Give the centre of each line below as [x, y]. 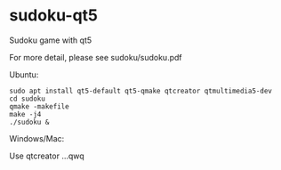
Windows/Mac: [37, 138]
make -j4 [25, 114]
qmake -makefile [39, 106]
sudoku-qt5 [54, 16]
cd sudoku [28, 99]
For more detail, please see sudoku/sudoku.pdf [96, 57]
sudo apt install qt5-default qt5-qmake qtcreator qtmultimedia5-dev [141, 91]
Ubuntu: [24, 74]
